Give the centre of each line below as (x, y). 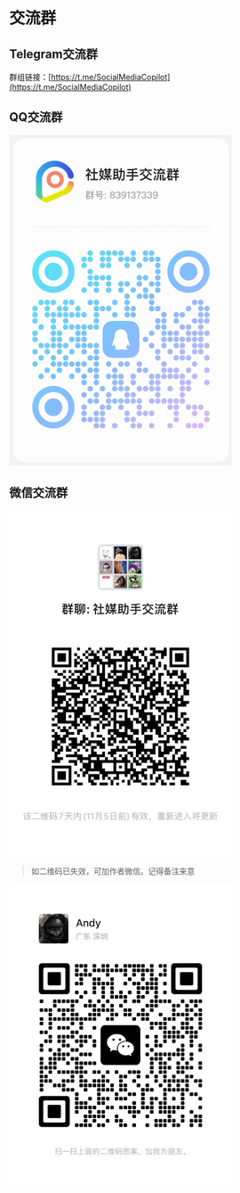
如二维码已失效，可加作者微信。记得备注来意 (113, 871)
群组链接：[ (30, 77)
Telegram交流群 (53, 54)
